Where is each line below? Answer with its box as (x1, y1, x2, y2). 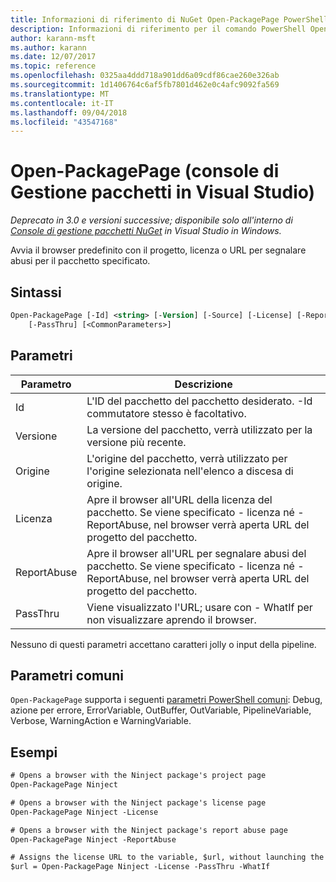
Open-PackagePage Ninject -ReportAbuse (10, 834, 177, 845)
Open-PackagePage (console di (10, 160, 280, 183)
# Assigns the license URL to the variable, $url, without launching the (10, 852, 325, 863)
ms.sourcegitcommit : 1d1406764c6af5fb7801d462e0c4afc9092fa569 (10, 80, 280, 90)
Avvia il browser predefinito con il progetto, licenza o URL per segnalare (10, 244, 307, 256)
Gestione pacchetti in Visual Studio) (10, 181, 316, 204)
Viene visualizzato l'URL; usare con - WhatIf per (86, 600, 313, 614)
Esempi (10, 744, 58, 761)
